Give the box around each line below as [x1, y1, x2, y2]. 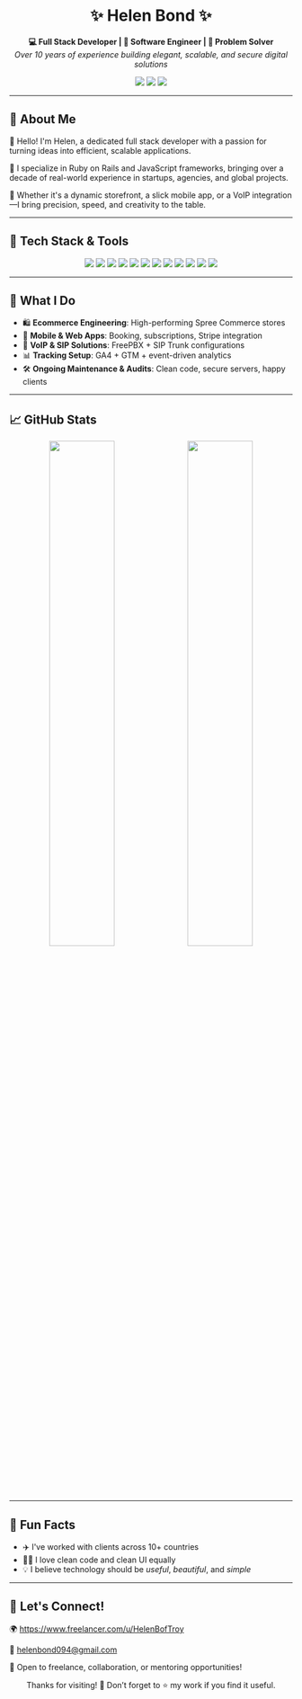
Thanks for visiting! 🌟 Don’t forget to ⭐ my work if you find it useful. [26, 1679, 276, 1690]
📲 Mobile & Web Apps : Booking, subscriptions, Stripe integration [22, 330, 263, 342]
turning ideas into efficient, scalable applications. [9, 145, 191, 156]
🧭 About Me [9, 111, 76, 127]
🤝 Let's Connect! [9, 1599, 105, 1614]
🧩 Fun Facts [9, 1517, 76, 1533]
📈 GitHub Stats [9, 412, 97, 427]
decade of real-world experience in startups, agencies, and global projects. [9, 172, 289, 182]
